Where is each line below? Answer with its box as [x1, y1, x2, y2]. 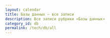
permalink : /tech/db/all [5, 26, 56, 31]
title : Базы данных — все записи [5, 12, 74, 17]
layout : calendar [5, 7, 41, 12]
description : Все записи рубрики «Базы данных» [5, 16, 106, 21]
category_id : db [5, 21, 39, 26]
